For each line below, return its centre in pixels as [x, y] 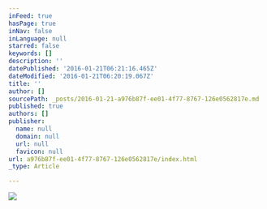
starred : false [34, 46]
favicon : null [39, 151]
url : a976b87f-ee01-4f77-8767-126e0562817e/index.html [103, 159]
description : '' [36, 62]
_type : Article [34, 167]
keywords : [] [30, 53]
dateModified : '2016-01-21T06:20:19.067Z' [81, 76]
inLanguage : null [38, 38]
